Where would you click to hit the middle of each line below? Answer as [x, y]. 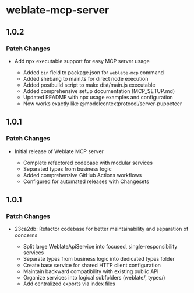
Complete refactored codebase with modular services [88, 163]
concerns [26, 235]
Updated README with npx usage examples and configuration [98, 97]
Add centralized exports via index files [69, 284]
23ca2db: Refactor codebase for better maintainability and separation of [101, 229]
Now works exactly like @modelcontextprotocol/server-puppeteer [103, 104]
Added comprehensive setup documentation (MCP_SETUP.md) [99, 91]
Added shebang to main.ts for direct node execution [86, 78]
